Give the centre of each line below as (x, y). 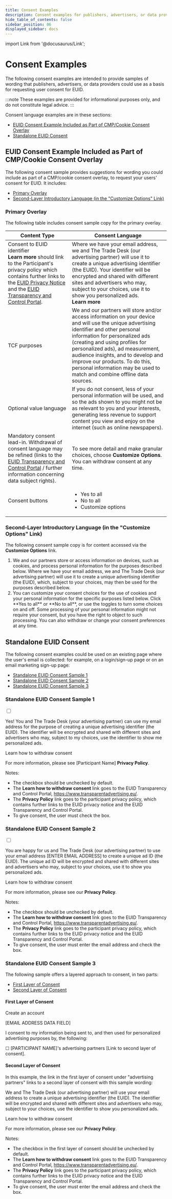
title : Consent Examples (32, 10)
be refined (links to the (35, 455)
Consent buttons (28, 501)
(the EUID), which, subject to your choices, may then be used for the (85, 582)
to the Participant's (31, 264)
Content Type (37, 235)
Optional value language (37, 408)
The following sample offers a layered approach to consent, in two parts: (82, 974)
